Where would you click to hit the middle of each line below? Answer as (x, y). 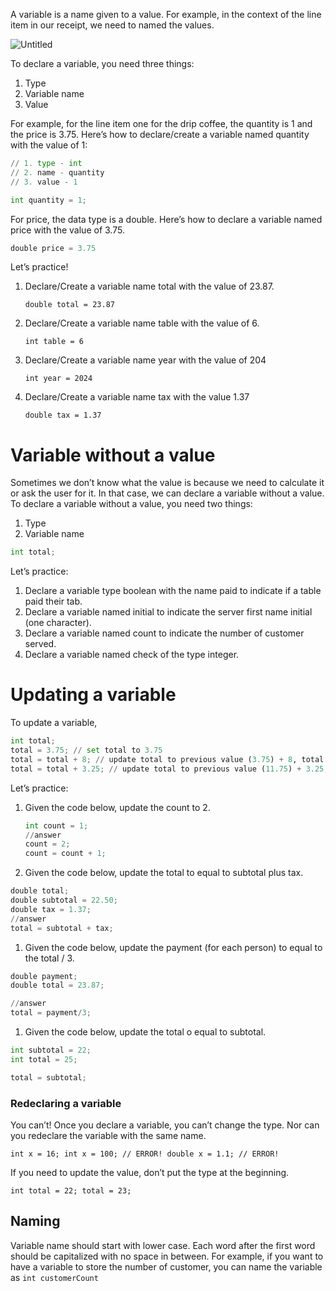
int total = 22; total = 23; (71, 1190)
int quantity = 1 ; (48, 200)
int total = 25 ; (44, 1059)
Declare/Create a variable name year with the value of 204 (145, 360)
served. (40, 644)
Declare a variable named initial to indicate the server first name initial (168, 612)
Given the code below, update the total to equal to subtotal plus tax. (164, 873)
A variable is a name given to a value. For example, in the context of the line (166, 14)
